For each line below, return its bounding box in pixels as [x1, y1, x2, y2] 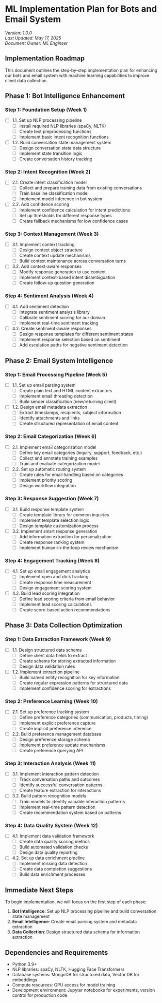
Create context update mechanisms [19, 252, 91, 259]
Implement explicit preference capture [19, 720, 96, 726]
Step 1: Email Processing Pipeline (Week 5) [5, 371, 108, 378]
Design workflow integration [19, 483, 76, 489]
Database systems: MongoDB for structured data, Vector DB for [12, 972, 140, 978]
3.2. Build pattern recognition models [12, 793, 86, 799]
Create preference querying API [19, 747, 83, 753]
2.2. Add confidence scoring [12, 201, 69, 208]
